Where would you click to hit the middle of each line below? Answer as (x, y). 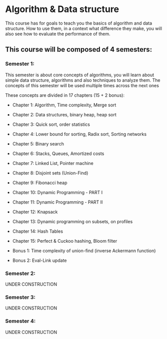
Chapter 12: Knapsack (35, 212)
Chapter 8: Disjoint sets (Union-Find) (50, 173)
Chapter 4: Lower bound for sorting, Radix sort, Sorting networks (79, 134)
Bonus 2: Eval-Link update (39, 260)
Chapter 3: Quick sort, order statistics (51, 124)
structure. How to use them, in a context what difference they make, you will (84, 28)
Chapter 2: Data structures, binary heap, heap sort (64, 114)
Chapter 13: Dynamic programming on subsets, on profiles (72, 221)
